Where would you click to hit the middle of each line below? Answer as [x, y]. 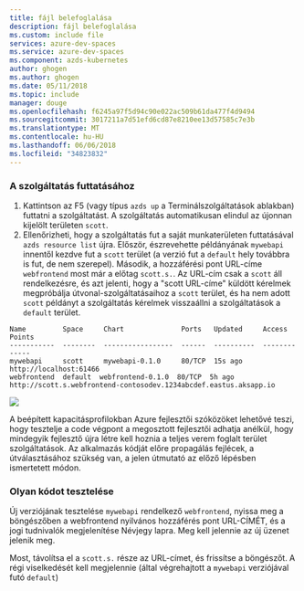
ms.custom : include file [57, 35]
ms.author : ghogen [44, 78]
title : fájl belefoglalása [61, 18]
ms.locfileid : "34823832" [58, 153]
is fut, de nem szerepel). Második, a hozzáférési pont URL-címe [142, 264]
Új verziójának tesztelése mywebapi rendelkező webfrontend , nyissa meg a [147, 512]
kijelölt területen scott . [65, 225]
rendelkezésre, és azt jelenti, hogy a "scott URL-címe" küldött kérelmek [157, 283]
